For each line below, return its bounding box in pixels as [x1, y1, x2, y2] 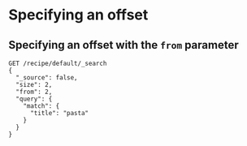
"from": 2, [15, 88, 53, 96]
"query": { [15, 95, 53, 103]
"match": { [23, 102, 60, 110]
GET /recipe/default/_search [8, 59, 107, 67]
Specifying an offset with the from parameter [8, 38, 239, 52]
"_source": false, [15, 74, 79, 82]
